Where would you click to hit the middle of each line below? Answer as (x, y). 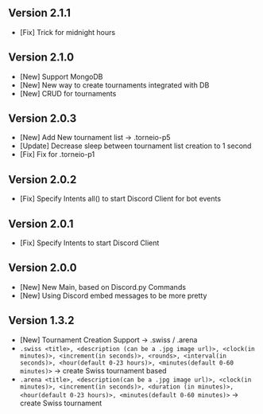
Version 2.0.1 (41, 223)
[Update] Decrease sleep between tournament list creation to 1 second (135, 146)
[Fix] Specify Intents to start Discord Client (89, 243)
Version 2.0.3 (43, 119)
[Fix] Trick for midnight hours (68, 32)
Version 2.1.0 (41, 58)
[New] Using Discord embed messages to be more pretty (113, 295)
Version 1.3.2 (41, 320)
